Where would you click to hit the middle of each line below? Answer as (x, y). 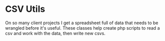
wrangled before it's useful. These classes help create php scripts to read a (82, 28)
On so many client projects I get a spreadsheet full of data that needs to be (82, 23)
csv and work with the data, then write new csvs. (55, 33)
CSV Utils (25, 9)
